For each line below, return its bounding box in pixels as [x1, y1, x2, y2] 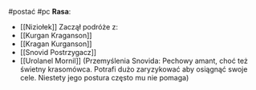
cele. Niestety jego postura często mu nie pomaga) [19, 73, 189, 82]
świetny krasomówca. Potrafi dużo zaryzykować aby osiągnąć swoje [19, 65, 248, 74]
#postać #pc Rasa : [8, 7, 71, 16]
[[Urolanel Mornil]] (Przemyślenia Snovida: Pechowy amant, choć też [19, 56, 249, 65]
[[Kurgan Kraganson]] [19, 31, 92, 40]
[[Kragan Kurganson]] [19, 39, 92, 49]
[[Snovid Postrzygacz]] [19, 48, 97, 57]
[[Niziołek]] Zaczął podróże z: [19, 22, 119, 31]
